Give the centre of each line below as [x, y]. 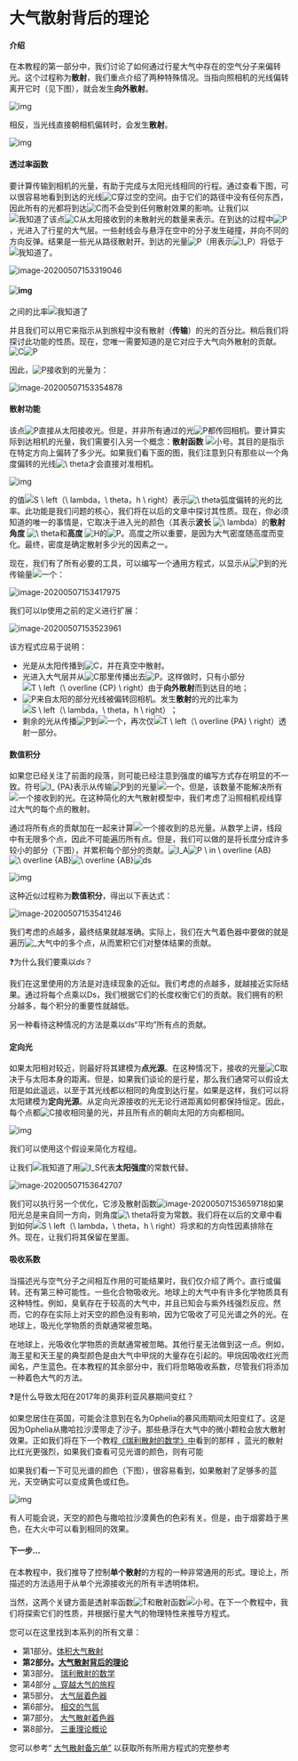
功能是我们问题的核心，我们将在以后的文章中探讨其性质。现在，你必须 [161, 511]
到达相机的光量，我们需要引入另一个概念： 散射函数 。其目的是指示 [150, 442]
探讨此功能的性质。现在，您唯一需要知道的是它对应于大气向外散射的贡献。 [145, 341]
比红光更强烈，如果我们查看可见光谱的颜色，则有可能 [106, 1451]
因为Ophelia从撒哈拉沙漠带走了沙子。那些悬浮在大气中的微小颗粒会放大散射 [148, 1429]
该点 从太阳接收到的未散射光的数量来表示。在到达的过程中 [161, 219]
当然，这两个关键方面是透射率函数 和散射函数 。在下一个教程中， [145, 1602]
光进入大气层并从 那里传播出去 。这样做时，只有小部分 [133, 676]
